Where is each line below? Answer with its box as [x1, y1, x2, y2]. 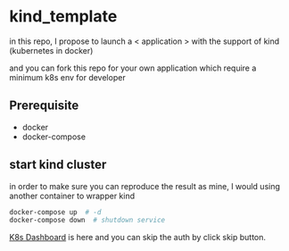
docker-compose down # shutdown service [9, 216, 166, 225]
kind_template [9, 6, 118, 27]
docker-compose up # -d [9, 207, 102, 216]
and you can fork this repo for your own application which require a [9, 63, 257, 73]
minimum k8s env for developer [9, 71, 127, 82]
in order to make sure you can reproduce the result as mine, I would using [9, 180, 281, 191]
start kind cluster [9, 157, 107, 172]
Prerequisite [9, 98, 79, 113]
